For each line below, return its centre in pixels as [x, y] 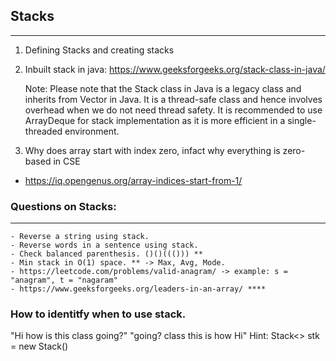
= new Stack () [39, 346]
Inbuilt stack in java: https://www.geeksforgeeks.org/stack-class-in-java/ [175, 69]
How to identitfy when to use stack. [98, 314]
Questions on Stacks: [63, 206]
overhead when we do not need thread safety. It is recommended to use [173, 110]
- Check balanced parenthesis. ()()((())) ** [106, 254]
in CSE [67, 161]
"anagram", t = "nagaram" [64, 280]
